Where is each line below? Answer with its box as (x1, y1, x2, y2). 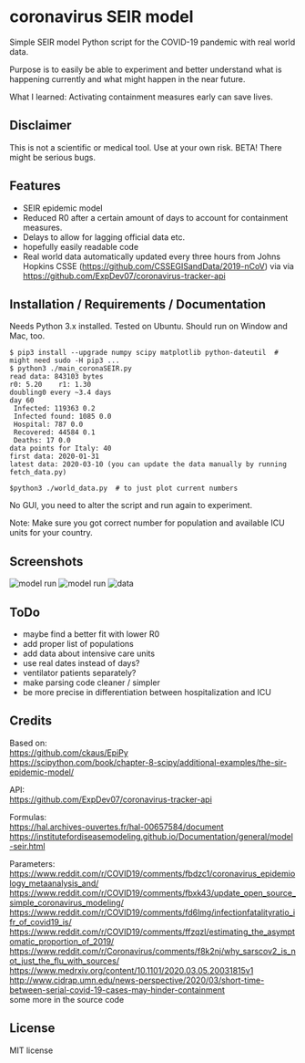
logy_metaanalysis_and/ (9, 878, 99, 889)
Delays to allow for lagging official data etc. (22, 231, 185, 243)
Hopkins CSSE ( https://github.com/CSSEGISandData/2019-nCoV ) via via (22, 260, 294, 271)
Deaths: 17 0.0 (13, 436, 71, 445)
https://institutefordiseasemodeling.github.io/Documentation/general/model (9, 830, 294, 841)
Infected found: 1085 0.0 (13, 412, 112, 422)
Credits (9, 714, 53, 729)
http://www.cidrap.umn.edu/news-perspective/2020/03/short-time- (9, 974, 265, 985)
